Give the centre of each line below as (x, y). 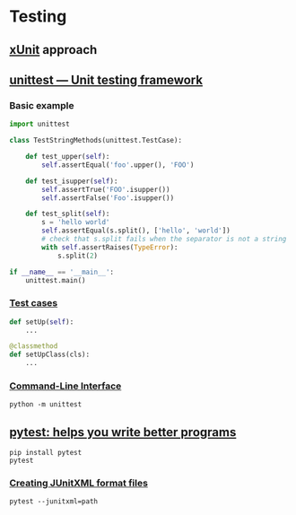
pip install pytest (46, 453)
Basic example (42, 105)
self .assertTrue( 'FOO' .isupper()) (106, 189)
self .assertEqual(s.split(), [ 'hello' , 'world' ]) (136, 231)
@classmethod (34, 346)
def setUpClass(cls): (50, 355)
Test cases (34, 303)
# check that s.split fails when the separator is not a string (164, 240)
